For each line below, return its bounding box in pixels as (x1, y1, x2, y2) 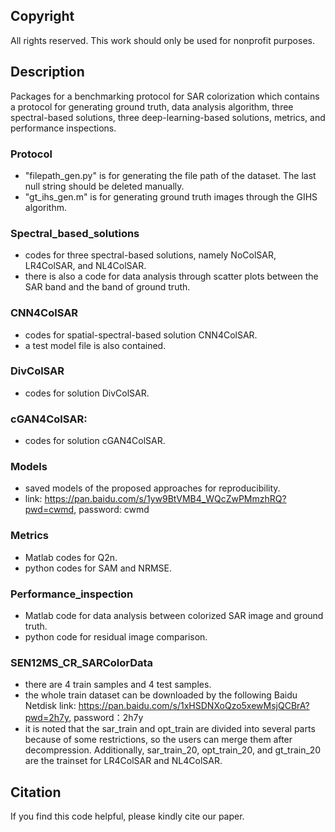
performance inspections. (10, 122, 117, 134)
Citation (10, 784, 62, 801)
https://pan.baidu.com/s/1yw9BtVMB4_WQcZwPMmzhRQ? (44, 493, 287, 505)
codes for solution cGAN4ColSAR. (24, 435, 166, 447)
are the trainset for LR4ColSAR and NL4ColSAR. (24, 755, 223, 767)
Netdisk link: (24, 700, 77, 712)
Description (10, 64, 85, 81)
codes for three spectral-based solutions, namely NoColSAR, (24, 249, 277, 261)
